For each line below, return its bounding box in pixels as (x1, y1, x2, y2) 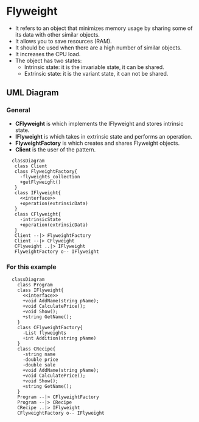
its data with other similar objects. (15, 31, 100, 38)
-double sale (22, 362, 56, 368)
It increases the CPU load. (15, 50, 81, 57)
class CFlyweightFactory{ (17, 324, 83, 330)
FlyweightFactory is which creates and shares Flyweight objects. (15, 139, 180, 147)
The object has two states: (15, 57, 82, 64)
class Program (17, 282, 53, 288)
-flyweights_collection (19, 173, 80, 180)
